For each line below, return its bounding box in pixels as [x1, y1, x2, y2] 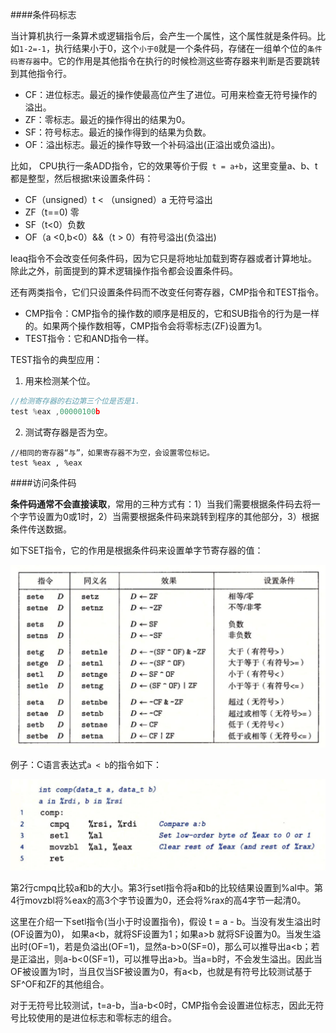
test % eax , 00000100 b [10, 406, 101, 417]
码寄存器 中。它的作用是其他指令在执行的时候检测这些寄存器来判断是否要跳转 [10, 55, 321, 67]
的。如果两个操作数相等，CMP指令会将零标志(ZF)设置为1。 [24, 320, 268, 332]
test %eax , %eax [10, 458, 83, 468]
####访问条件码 [10, 476, 77, 488]
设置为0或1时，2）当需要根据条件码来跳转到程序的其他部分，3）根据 [36, 510, 320, 522]
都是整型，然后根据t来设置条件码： [10, 173, 154, 184]
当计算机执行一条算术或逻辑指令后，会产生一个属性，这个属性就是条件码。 [10, 30, 317, 42]
